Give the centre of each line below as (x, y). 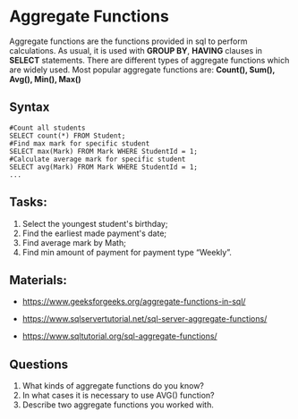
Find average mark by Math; (74, 242)
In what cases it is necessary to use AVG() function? (118, 396)
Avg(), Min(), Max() (46, 79)
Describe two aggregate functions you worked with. (118, 405)
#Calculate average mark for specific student (98, 159)
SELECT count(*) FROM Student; (68, 136)
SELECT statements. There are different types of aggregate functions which (149, 60)
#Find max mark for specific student (80, 143)
